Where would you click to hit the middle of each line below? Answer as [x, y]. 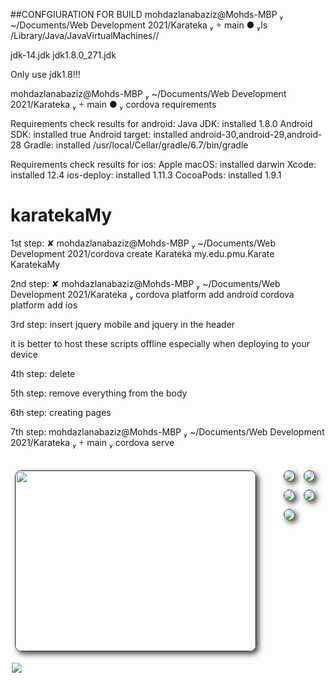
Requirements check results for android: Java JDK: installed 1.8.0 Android [161, 123]
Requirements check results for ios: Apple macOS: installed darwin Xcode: [163, 164]
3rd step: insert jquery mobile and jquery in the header [123, 324]
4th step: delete [43, 373]
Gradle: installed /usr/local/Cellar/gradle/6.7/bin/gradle [136, 145]
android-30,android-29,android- [256, 134]
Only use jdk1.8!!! [45, 74]
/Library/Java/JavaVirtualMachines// [85, 35]
